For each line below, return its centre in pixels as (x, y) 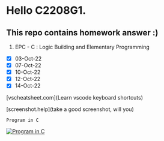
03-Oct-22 (28, 58)
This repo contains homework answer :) (82, 33)
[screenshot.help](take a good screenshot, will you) (70, 109)
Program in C (23, 121)
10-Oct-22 (28, 72)
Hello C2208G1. (46, 10)
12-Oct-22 (28, 79)
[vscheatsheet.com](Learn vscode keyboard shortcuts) (74, 98)
